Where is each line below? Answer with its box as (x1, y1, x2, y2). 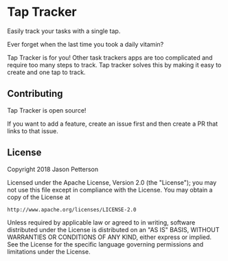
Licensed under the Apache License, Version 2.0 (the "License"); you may (7, 178, 217, 186)
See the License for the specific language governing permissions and (7, 240, 204, 248)
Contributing (7, 88, 63, 100)
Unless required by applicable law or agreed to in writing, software (7, 218, 196, 227)
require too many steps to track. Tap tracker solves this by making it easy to (7, 60, 222, 69)
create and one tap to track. (7, 68, 86, 76)
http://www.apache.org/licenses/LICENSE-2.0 (7, 206, 137, 213)
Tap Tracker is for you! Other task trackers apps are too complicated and (7, 53, 213, 62)
